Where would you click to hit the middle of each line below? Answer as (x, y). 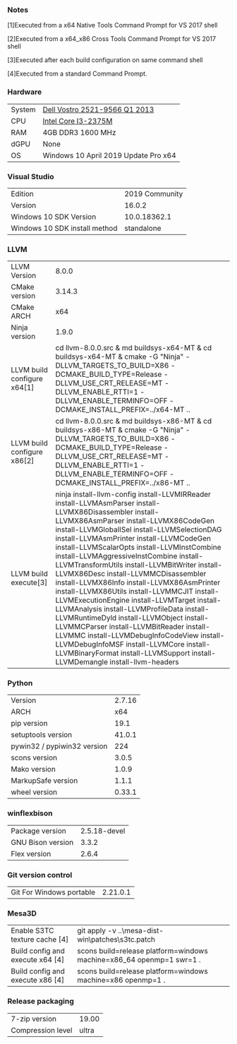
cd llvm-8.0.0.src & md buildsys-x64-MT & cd (134, 348)
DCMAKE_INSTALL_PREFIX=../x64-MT (120, 409)
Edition (22, 193)
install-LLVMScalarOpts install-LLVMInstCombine (138, 547)
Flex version (31, 853)
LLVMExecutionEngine (93, 600)
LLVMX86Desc (80, 574)
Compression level (42, 1030)
